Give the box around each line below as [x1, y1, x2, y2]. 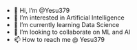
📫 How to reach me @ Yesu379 [13, 36, 105, 43]
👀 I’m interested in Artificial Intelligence [13, 14, 125, 22]
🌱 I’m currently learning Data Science [13, 21, 120, 28]
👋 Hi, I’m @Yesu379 [13, 7, 70, 14]
